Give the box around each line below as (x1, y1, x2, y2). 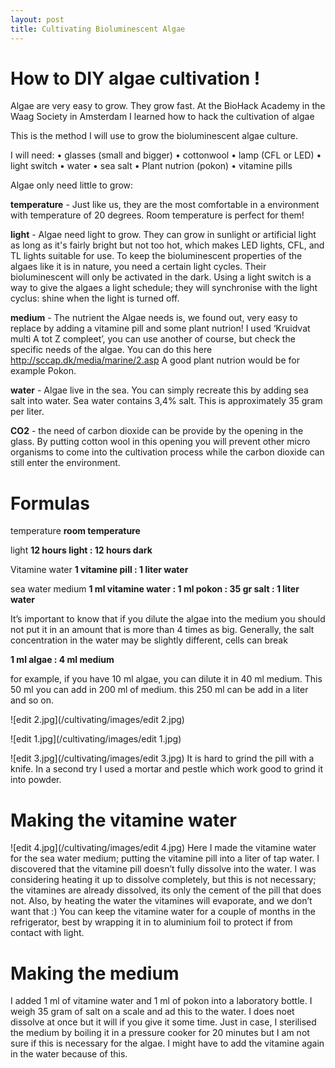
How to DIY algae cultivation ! (10, 67, 261, 90)
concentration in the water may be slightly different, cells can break (10, 634, 288, 646)
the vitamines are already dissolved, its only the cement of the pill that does (10, 884, 322, 896)
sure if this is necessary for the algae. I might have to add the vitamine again (10, 1037, 325, 1050)
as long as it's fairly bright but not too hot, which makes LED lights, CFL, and (10, 239, 325, 251)
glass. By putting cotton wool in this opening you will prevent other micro (10, 436, 311, 448)
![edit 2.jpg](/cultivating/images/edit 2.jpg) (10, 714, 185, 726)
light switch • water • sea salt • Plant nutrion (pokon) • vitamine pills (10, 160, 293, 172)
